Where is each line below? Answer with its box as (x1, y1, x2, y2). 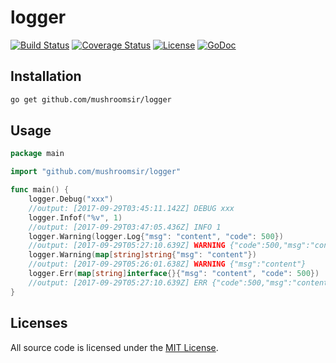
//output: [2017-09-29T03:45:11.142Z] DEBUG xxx (28, 203, 235, 213)
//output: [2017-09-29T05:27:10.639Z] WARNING (28, 241, 226, 251)
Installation (10, 68, 82, 85)
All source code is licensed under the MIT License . (10, 341, 219, 353)
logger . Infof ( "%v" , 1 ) (28, 212, 123, 223)
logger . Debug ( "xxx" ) (28, 194, 114, 205)
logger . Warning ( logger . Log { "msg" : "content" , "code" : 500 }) (28, 231, 284, 241)
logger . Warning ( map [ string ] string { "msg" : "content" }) (28, 250, 257, 260)
